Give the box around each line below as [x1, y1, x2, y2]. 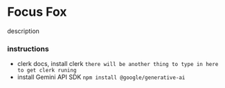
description [7, 27, 40, 35]
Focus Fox [7, 4, 67, 20]
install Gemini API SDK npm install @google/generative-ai [17, 73, 186, 81]
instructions [7, 44, 50, 54]
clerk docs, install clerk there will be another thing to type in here [17, 60, 219, 68]
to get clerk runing [17, 67, 77, 74]
